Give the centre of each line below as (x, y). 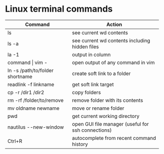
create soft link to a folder (101, 73)
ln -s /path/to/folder (31, 70)
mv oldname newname (33, 108)
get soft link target (93, 84)
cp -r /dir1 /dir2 (26, 92)
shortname (20, 77)
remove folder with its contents (107, 100)
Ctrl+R (15, 141)
